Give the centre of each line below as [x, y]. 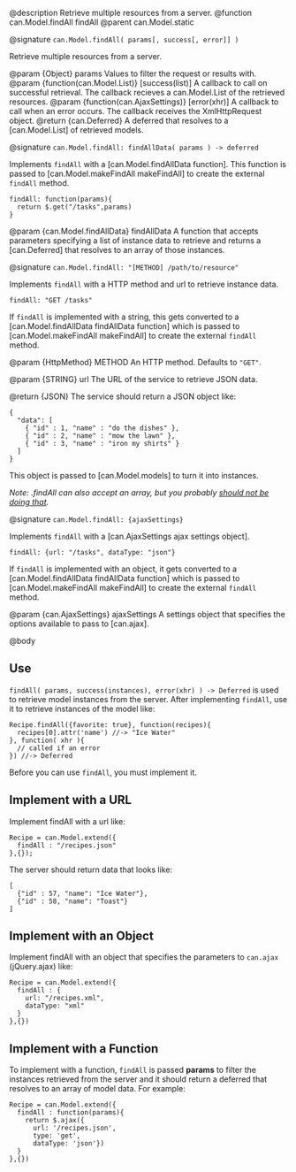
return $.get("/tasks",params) [75, 207]
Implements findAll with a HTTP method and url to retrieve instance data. [144, 284]
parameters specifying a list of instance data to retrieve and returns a [135, 241]
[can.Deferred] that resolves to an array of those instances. [117, 250]
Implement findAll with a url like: [68, 821]
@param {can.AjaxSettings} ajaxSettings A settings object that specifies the [147, 614]
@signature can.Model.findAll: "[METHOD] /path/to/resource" [124, 267]
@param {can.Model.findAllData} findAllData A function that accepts [134, 231]
